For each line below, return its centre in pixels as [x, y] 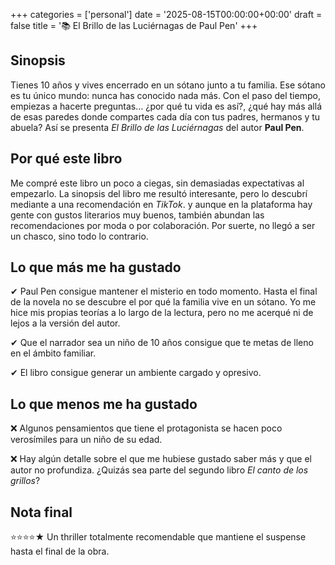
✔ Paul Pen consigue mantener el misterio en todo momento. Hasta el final [164, 291]
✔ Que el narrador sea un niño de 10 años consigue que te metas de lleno [162, 343]
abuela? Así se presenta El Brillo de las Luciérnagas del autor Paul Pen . [157, 127]
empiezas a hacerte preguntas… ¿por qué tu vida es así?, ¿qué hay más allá [166, 106]
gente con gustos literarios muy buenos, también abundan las [137, 215]
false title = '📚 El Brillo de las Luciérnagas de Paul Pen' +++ [134, 25]
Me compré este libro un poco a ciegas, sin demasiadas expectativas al [157, 183]
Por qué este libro [66, 159]
